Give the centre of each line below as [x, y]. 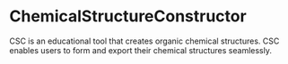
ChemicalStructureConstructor [128, 16]
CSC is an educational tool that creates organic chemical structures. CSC [144, 41]
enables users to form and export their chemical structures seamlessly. [140, 50]
